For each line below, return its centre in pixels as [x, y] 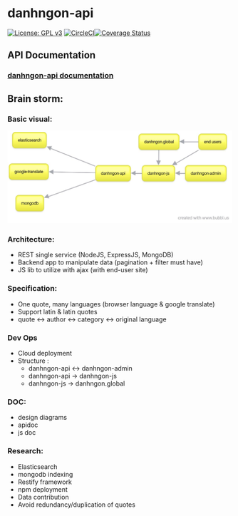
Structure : [33, 361]
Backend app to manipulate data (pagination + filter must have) [110, 262]
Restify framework [45, 482]
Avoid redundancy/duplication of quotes [76, 505]
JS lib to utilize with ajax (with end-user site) [83, 270]
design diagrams [42, 418]
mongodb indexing [45, 474]
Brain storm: [36, 99]
